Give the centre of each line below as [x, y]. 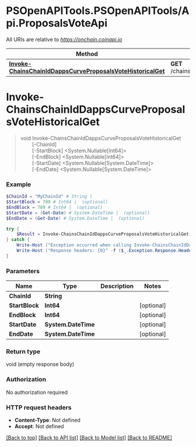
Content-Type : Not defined [47, 420]
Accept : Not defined [39, 426]
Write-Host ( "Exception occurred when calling [74, 245]
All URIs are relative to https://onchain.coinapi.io [64, 39]
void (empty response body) [40, 365]
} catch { [18, 240]
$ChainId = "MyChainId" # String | [49, 197]
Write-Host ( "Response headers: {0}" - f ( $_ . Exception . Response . [98, 251]
